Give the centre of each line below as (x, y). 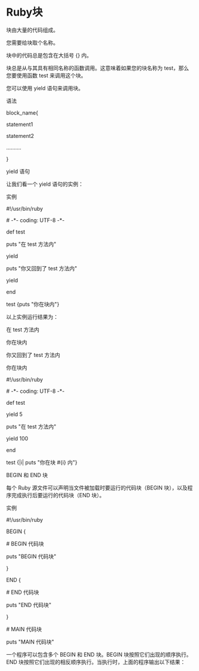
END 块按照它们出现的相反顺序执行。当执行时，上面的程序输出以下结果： (96, 662)
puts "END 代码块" (29, 605)
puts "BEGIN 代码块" (31, 556)
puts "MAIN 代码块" (30, 642)
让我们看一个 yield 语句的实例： (45, 184)
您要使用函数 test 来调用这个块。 (46, 75)
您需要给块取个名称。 (32, 42)
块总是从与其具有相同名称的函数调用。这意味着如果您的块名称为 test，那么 (98, 68)
